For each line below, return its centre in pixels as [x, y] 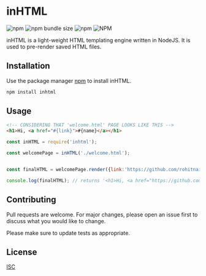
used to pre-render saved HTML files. [54, 47]
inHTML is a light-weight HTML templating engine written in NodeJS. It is [98, 40]
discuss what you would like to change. [56, 221]
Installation [28, 66]
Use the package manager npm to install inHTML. [69, 80]
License [22, 252]
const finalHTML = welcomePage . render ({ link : [65, 169]
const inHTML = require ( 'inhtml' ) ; [52, 142]
